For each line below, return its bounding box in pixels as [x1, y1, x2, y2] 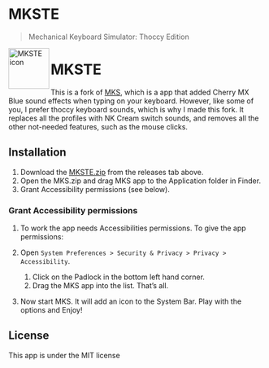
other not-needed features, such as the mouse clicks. [8, 121, 189, 131]
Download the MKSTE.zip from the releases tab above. [20, 167, 204, 177]
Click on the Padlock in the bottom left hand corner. [32, 272, 206, 282]
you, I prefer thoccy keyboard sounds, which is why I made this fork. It [8, 104, 244, 114]
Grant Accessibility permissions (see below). [20, 184, 171, 194]
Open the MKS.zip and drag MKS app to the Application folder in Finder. [20, 176, 262, 186]
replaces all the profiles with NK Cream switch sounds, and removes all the [8, 113, 259, 123]
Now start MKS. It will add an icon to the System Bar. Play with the [20, 296, 242, 306]
